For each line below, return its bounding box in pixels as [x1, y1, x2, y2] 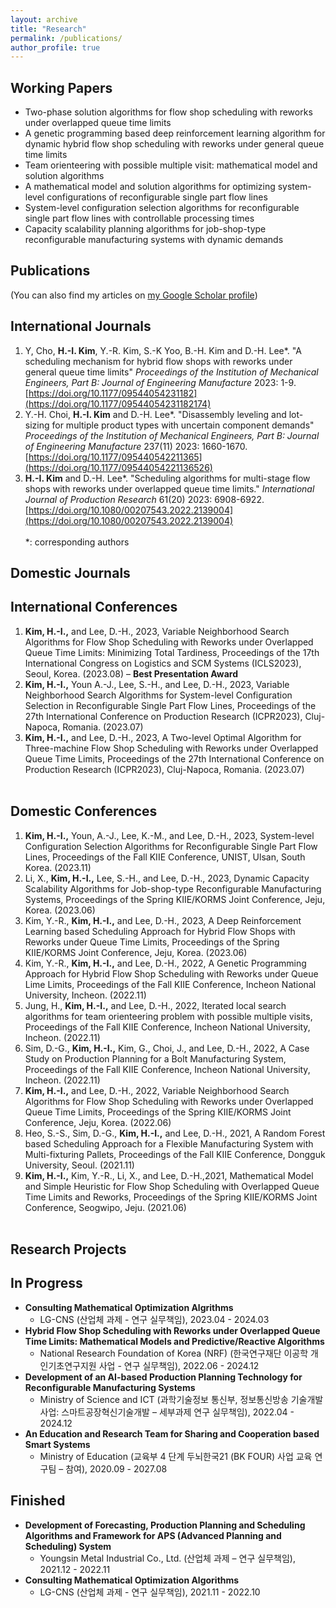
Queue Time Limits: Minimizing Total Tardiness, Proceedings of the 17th [24, 646, 320, 658]
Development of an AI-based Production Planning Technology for [24, 1371, 303, 1383]
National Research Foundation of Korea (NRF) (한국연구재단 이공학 [39, 1347, 309, 1359]
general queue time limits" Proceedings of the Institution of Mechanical [24, 366, 319, 378]
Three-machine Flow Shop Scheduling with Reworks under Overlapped [24, 742, 319, 754]
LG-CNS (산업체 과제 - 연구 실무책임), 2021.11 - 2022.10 [39, 1586, 261, 1598]
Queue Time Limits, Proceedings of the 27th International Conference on [24, 752, 325, 765]
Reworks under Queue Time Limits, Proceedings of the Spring [24, 936, 280, 948]
